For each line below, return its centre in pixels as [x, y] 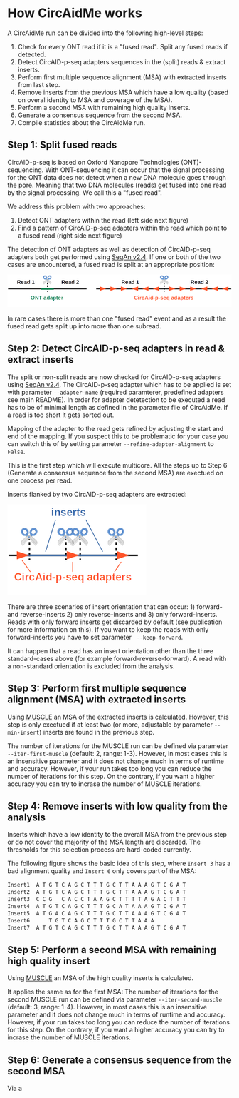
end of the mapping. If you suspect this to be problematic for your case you [118, 436]
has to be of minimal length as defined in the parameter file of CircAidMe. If [118, 407]
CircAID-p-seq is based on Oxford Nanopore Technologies [94, 162]
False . [16, 451]
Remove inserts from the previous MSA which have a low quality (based [123, 92]
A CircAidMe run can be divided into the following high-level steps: [105, 33]
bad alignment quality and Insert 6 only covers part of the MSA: [102, 871]
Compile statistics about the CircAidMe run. [81, 122]
